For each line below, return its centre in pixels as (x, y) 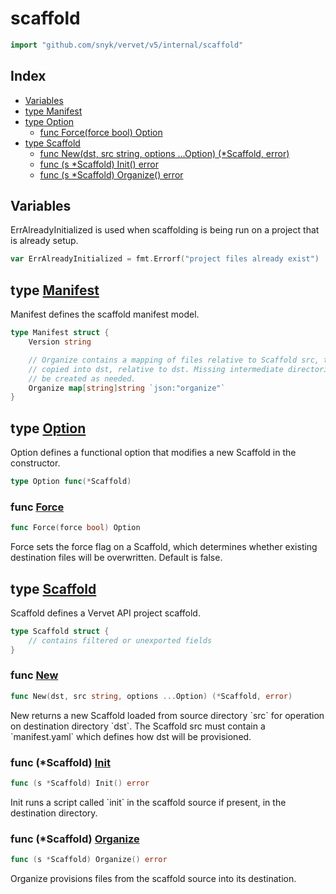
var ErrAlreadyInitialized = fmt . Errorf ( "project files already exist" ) (165, 259)
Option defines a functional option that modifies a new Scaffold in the (153, 453)
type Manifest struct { (60, 333)
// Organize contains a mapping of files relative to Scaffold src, (174, 360)
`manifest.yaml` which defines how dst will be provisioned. (131, 736)
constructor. (35, 463)
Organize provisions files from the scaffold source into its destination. (153, 879)
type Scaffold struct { (60, 631)
